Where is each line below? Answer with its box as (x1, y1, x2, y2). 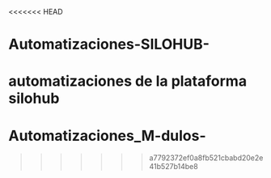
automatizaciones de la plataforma (8, 72, 248, 91)
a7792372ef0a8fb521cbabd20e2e (149, 153, 264, 163)
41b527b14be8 (149, 162, 198, 172)
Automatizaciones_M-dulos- (8, 126, 206, 145)
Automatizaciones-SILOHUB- (8, 36, 210, 53)
